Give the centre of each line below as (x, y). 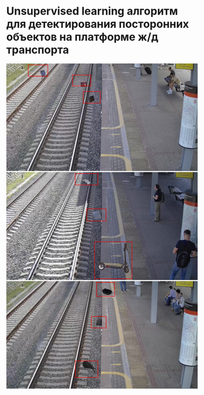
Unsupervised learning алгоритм (92, 11)
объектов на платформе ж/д (83, 37)
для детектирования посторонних (98, 24)
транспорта (38, 50)
